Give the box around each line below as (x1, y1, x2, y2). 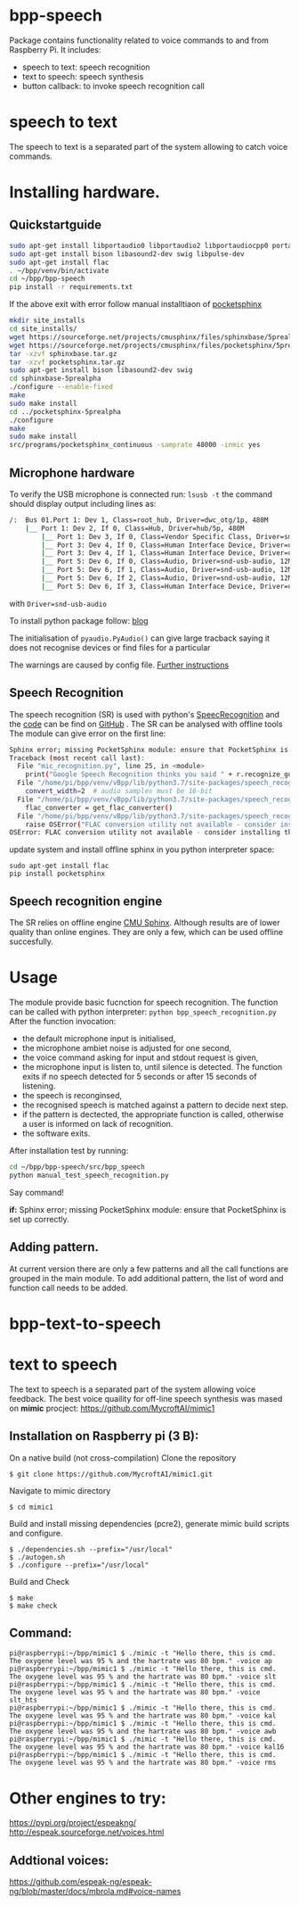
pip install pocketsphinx (9, 869, 105, 879)
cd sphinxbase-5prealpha (9, 374, 101, 384)
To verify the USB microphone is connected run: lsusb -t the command (9, 488, 273, 500)
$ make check (9, 1601, 58, 1611)
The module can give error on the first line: (9, 728, 166, 739)
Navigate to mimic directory (9, 1485, 111, 1495)
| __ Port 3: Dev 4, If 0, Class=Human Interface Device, (41, 541, 256, 550)
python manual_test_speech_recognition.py (9, 1171, 169, 1180)
